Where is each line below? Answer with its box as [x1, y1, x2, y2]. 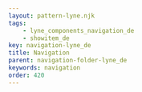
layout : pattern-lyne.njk [8, 11, 95, 20]
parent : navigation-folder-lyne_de [8, 57, 128, 65]
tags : [8, 19, 26, 27]
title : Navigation [8, 49, 70, 57]
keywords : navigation [8, 64, 81, 72]
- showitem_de [22, 34, 70, 42]
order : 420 [8, 71, 45, 79]
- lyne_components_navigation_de [22, 26, 135, 34]
